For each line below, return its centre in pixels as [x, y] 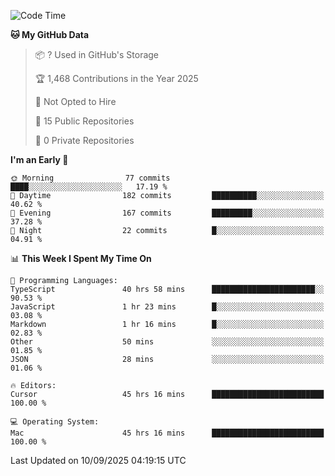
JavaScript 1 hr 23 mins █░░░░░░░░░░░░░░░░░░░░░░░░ [167, 307]
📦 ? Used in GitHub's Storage [97, 54]
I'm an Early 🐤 [39, 159]
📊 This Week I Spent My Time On [81, 258]
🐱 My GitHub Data [50, 34]
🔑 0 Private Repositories [84, 140]
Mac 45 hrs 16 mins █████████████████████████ [167, 433]
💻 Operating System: [55, 422]
